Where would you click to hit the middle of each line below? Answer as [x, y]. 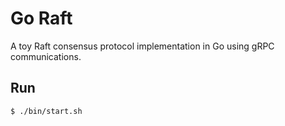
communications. [46, 56]
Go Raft [41, 18]
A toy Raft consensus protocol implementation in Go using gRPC [142, 46]
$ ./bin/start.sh [46, 111]
